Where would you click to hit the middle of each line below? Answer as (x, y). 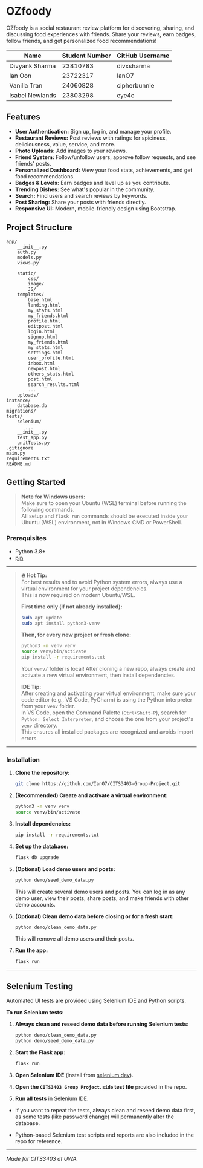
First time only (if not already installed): (72, 607)
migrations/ (21, 411)
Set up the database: (42, 846)
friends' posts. (33, 163)
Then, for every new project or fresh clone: (76, 635)
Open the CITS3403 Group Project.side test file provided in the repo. (101, 1086)
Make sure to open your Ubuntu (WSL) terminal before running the (104, 503)
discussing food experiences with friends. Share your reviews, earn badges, (101, 34)
